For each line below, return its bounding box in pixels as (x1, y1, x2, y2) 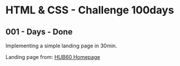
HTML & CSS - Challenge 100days (5, 4, 174, 17)
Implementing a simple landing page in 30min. (5, 42, 118, 49)
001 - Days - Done (5, 27, 73, 37)
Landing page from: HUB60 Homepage (5, 54, 101, 60)
